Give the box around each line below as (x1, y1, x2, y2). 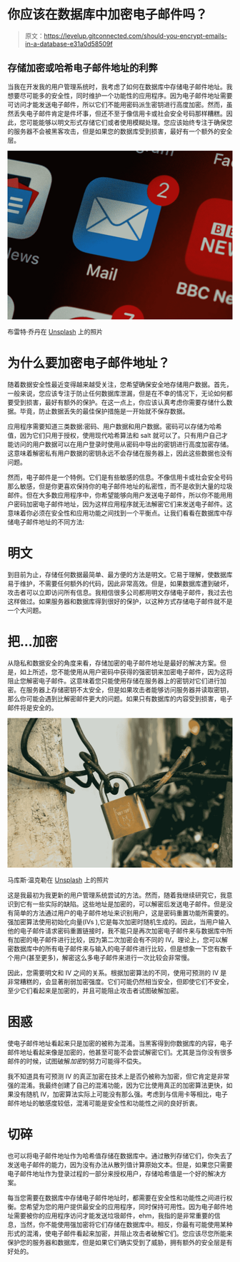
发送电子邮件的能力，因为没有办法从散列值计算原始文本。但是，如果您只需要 (7, 1161, 233, 1169)
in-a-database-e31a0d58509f (24, 39, 113, 48)
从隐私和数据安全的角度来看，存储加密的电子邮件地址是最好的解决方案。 (7, 658, 220, 667)
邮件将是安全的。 (7, 703, 58, 711)
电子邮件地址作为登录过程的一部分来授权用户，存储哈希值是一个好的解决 (7, 1169, 220, 1178)
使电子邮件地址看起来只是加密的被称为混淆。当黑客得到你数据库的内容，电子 (7, 1039, 233, 1048)
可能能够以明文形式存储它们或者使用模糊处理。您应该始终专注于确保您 (26, 118, 233, 126)
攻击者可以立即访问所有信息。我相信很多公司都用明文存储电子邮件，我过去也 (7, 588, 233, 596)
